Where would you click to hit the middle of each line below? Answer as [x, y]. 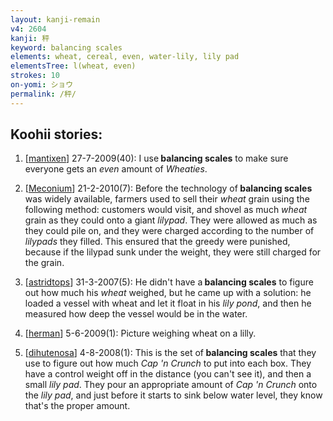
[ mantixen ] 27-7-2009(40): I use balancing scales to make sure [156, 158]
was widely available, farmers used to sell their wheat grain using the [167, 199]
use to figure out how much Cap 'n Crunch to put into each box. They [168, 363]
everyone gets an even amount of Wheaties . [116, 169]
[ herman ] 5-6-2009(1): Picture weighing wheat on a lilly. [140, 333]
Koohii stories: [56, 134]
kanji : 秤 [30, 38]
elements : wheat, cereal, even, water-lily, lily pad [125, 57]
